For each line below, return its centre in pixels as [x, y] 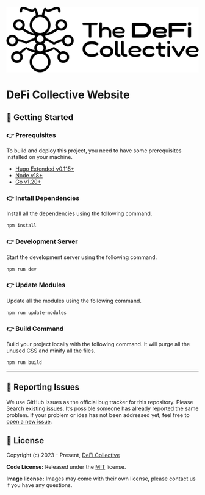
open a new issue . [29, 421]
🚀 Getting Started [40, 117]
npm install [21, 226]
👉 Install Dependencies [43, 198]
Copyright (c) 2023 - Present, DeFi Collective [63, 455]
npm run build [24, 362]
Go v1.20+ [28, 182]
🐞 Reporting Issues [43, 387]
